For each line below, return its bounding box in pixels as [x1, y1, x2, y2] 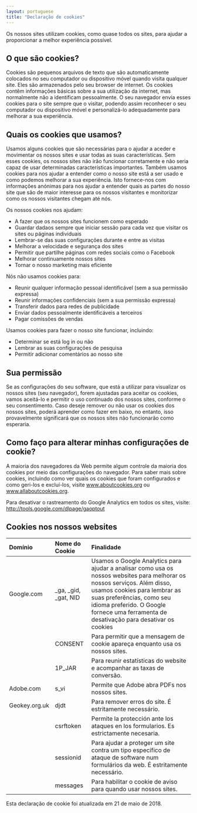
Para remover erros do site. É [91, 697, 172, 706]
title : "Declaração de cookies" [6, 14, 85, 20]
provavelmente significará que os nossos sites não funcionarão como [6, 414, 174, 421]
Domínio [9, 543, 33, 551]
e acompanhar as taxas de [91, 664, 164, 672]
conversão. [91, 671, 122, 679]
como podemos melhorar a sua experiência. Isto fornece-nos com [6, 177, 166, 184]
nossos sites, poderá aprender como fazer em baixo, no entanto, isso [6, 408, 174, 415]
